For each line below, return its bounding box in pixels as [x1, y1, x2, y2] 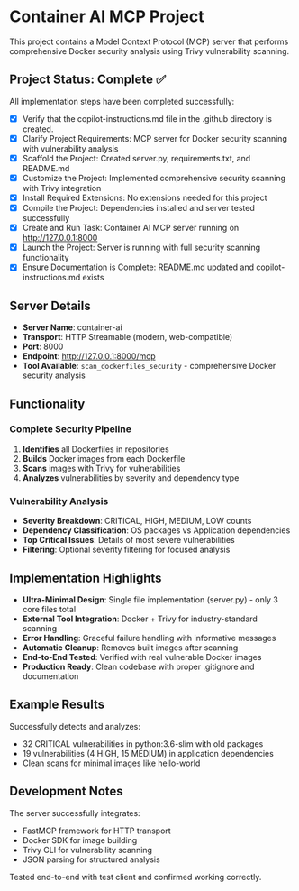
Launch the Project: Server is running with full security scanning [22, 242, 261, 253]
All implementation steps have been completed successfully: [9, 96, 235, 106]
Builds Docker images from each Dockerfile [22, 453, 186, 464]
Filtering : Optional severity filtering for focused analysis [22, 544, 231, 556]
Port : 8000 [22, 341, 64, 353]
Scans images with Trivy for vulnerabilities [22, 463, 181, 473]
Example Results [9, 697, 105, 712]
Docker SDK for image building [22, 834, 138, 845]
